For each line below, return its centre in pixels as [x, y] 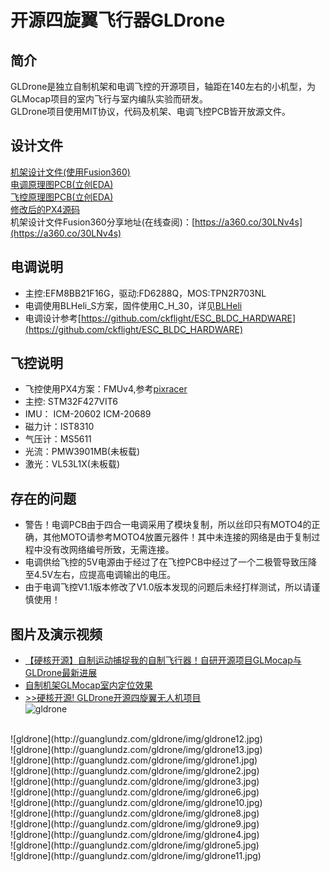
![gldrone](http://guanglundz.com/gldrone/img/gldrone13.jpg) [136, 750]
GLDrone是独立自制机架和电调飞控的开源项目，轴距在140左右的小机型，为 [163, 86]
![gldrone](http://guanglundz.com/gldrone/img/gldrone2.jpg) [135, 771]
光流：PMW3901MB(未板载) [82, 452]
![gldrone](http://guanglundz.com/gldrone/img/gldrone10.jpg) [136, 803]
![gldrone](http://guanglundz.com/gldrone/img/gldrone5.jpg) [135, 845]
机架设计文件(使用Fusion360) [70, 172]
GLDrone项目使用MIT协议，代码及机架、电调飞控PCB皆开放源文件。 [151, 111]
